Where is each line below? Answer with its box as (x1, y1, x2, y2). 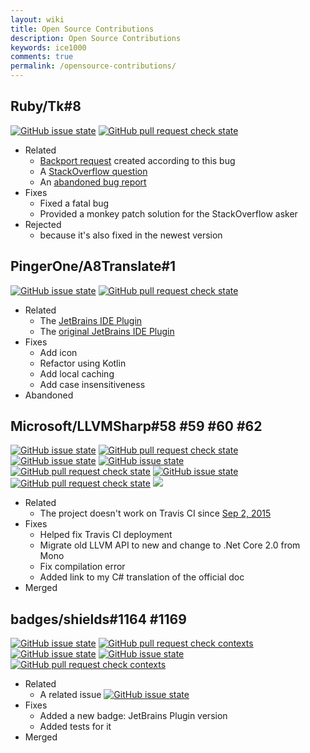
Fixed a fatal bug (39, 197, 110, 209)
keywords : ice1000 (10, 42, 87, 53)
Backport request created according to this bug (39, 154, 236, 166)
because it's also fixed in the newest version (39, 229, 223, 241)
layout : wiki (10, 14, 65, 25)
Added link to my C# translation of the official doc (39, 571, 245, 583)
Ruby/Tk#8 (10, 98, 82, 115)
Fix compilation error (39, 561, 126, 573)
